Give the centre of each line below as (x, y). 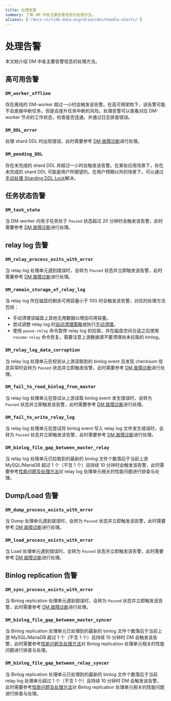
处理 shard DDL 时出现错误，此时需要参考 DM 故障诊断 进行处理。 (74, 141)
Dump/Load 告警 (32, 495)
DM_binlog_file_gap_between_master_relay (57, 448)
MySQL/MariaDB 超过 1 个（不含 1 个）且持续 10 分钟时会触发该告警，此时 (83, 465)
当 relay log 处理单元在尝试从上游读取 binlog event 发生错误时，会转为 (79, 398)
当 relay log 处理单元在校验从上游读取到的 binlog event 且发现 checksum (81, 361)
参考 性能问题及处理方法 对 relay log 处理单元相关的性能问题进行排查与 (82, 472)
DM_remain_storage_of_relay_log (45, 289)
